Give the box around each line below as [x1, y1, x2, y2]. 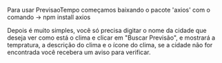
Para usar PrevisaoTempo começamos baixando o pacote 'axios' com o [7, 6, 210, 14]
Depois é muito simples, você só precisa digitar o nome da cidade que [7, 27, 207, 34]
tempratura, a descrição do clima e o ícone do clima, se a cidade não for [7, 41, 213, 49]
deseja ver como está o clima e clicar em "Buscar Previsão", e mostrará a [7, 34, 216, 42]
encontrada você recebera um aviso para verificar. [7, 48, 151, 56]
